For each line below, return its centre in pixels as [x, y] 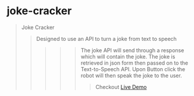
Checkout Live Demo [121, 87]
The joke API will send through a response [132, 50]
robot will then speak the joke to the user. [131, 75]
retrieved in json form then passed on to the [134, 63]
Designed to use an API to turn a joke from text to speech [107, 39]
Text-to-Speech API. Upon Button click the [133, 69]
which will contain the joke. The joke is [128, 56]
